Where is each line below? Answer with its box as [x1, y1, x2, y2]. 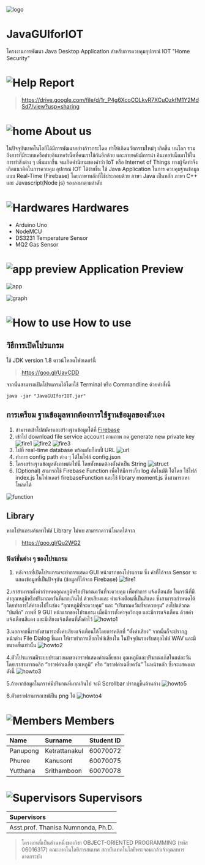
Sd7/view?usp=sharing [21, 102, 80, 110]
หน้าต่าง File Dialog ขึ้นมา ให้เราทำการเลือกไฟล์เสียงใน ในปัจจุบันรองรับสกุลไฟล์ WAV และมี [6, 634, 196, 642]
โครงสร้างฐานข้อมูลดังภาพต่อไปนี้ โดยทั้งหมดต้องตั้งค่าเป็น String [15, 460, 147, 467]
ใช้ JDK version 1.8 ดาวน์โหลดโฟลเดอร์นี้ [6, 356, 96, 364]
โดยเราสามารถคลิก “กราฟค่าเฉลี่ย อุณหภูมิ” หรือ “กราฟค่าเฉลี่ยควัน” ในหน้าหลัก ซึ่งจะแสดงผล [6, 660, 195, 668]
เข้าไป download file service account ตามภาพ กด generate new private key [15, 433, 195, 440]
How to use [73, 316, 132, 329]
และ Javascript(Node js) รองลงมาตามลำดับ [6, 179, 103, 186]
